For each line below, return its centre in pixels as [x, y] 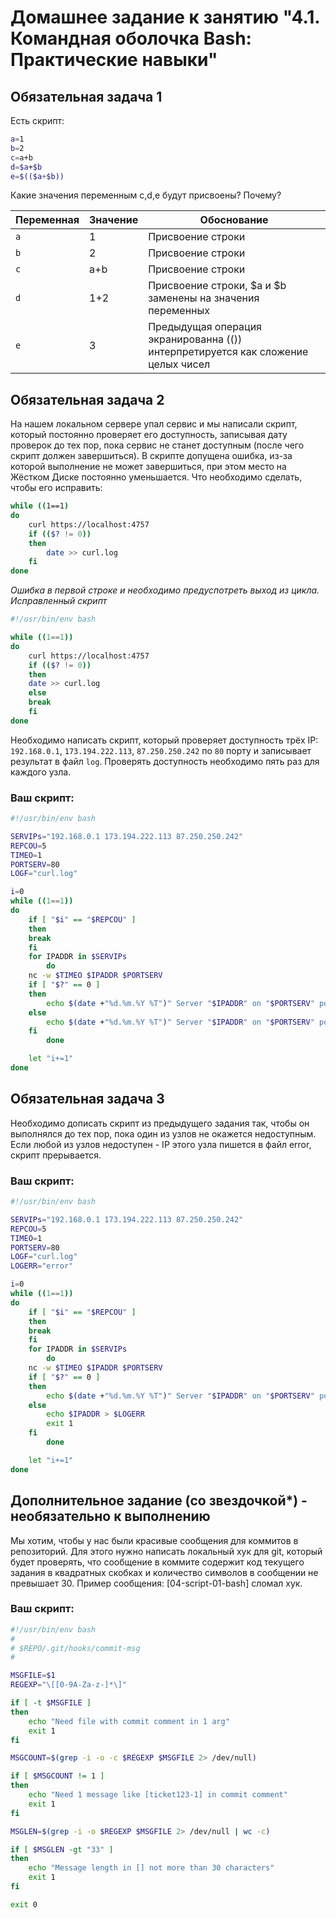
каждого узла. [41, 772]
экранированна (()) [195, 339]
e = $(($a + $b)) [37, 176]
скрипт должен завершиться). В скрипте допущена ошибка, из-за [151, 456]
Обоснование [234, 220]
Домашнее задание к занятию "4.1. [165, 17]
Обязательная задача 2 [87, 399]
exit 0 [24, 1904]
